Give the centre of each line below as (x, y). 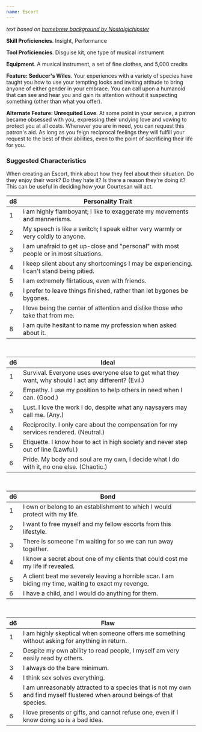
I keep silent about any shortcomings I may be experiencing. (108, 263)
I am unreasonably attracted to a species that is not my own (107, 687)
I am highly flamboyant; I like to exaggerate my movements (106, 211)
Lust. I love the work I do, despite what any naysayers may (105, 407)
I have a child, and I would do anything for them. (90, 593)
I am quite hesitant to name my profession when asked (100, 325)
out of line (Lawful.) (50, 449)
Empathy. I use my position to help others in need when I (103, 390)
